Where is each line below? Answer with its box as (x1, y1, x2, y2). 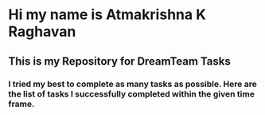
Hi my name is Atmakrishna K (8, 6, 207, 24)
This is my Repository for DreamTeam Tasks (8, 54, 231, 68)
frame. (8, 98, 35, 109)
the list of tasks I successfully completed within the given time (8, 88, 255, 99)
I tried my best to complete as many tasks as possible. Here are (8, 78, 257, 89)
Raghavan (8, 22, 76, 41)
